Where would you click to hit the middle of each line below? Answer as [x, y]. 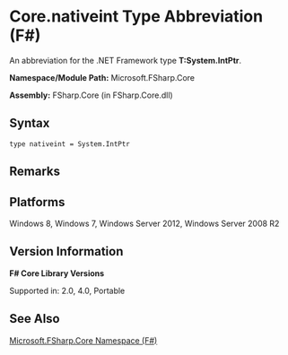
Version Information [66, 251]
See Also [35, 319]
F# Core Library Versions [57, 273]
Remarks [35, 172]
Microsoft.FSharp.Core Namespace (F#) [83, 340]
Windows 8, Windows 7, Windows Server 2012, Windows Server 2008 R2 [144, 223]
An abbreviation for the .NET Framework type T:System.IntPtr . [126, 60]
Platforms [37, 202]
